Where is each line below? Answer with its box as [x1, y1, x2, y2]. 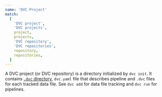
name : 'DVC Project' [5, 7, 48, 12]
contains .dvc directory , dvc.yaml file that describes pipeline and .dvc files [5, 76, 155, 82]
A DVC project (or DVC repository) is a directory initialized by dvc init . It [5, 71, 152, 76]
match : [5, 12, 19, 17]
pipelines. [5, 86, 25, 92]
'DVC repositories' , [14, 44, 56, 48]
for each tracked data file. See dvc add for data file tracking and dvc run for [5, 81, 157, 87]
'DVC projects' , [14, 25, 48, 30]
